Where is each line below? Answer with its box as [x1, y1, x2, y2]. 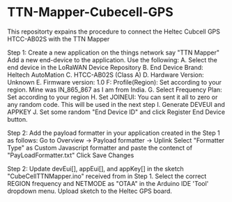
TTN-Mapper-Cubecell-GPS [7, 4, 174, 20]
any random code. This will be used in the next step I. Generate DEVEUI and [7, 100, 225, 108]
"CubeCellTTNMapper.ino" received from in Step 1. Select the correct [7, 172, 207, 180]
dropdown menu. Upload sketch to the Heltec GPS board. [7, 187, 173, 195]
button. [7, 115, 28, 123]
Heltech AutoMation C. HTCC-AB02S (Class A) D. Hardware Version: [7, 71, 204, 79]
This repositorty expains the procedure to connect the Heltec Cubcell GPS [7, 27, 221, 36]
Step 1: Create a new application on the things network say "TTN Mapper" [7, 48, 219, 57]
